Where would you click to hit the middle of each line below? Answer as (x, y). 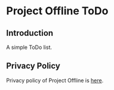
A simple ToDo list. (29, 47)
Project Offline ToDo (57, 11)
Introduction (30, 33)
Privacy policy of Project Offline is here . (55, 80)
